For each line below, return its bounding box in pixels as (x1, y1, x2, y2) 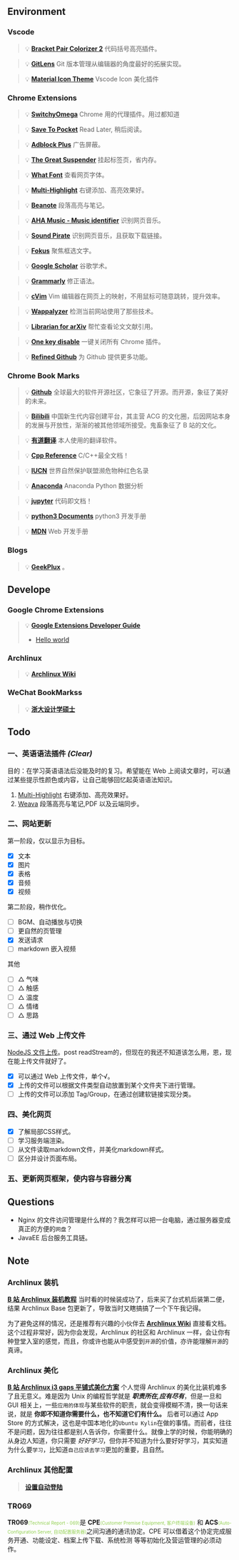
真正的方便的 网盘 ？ (17, 1225, 73, 1233)
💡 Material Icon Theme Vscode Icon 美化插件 (24, 74, 159, 83)
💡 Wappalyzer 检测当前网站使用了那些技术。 (24, 307, 158, 315)
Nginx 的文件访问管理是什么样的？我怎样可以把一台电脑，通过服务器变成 (17, 1216, 231, 1225)
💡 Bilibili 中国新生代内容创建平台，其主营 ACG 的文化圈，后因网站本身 (24, 412, 231, 420)
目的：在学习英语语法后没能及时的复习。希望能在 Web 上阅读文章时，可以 (7, 766, 225, 775)
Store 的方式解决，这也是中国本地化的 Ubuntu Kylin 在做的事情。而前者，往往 (7, 1419, 232, 1427)
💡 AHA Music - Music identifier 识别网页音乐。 (24, 216, 166, 224)
